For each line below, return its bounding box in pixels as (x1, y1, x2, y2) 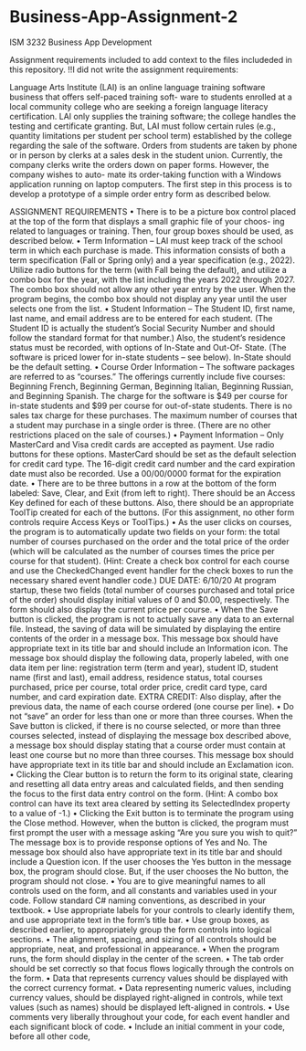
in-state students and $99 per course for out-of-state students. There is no (9, 400, 292, 411)
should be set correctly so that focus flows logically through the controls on (9, 962, 294, 973)
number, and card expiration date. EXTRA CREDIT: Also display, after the (9, 691, 281, 702)
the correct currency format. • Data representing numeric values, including (9, 982, 292, 993)
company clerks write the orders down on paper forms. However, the (9, 159, 269, 170)
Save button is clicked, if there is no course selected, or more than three (9, 720, 281, 731)
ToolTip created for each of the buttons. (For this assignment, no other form (9, 507, 295, 518)
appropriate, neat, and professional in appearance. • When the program (9, 943, 280, 954)
